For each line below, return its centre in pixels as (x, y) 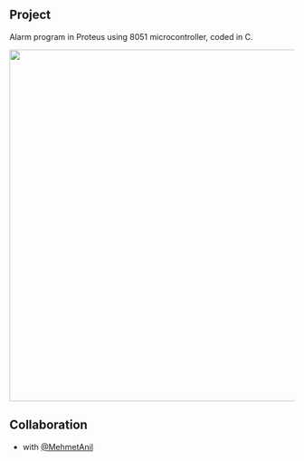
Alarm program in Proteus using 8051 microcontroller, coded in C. (131, 36)
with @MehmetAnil (57, 446)
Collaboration (48, 425)
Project (30, 15)
